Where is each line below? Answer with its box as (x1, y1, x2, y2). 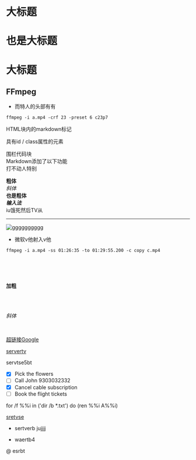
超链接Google (6, 336, 39, 343)
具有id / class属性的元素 (6, 138, 64, 145)
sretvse (6, 413, 24, 420)
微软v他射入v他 (14, 236, 51, 243)
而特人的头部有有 (14, 103, 56, 110)
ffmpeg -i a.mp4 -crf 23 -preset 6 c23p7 (6, 115, 108, 120)
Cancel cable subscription (14, 383, 78, 390)
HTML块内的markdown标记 (6, 126, 72, 133)
